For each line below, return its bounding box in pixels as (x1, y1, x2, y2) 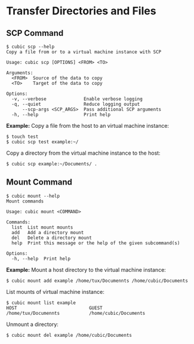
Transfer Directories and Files (6, 4, 156, 18)
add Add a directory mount (11, 229, 84, 235)
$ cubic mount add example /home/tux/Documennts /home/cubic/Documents (6, 278, 188, 284)
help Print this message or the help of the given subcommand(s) (11, 240, 180, 246)
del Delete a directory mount (11, 235, 93, 241)
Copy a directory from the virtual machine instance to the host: (6, 149, 161, 156)
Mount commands (6, 198, 44, 204)
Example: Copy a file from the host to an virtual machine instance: (6, 122, 169, 129)
